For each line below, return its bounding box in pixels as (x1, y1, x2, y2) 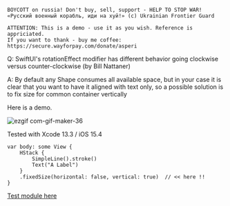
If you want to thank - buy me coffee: (7, 37, 122, 43)
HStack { (19, 150, 45, 156)
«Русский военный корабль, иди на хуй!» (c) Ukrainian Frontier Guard (7, 12, 215, 19)
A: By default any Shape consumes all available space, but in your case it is (7, 76, 222, 83)
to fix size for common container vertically (7, 90, 128, 98)
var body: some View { (7, 143, 73, 150)
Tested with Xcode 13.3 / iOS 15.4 (7, 130, 102, 138)
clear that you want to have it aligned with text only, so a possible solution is (7, 83, 224, 91)
